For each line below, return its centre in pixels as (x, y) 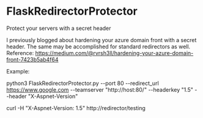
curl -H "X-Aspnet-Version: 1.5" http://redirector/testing (76, 108)
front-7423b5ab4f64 (32, 59)
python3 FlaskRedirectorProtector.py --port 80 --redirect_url (83, 83)
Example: (18, 71)
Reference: (20, 53)
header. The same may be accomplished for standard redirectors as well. (98, 46)
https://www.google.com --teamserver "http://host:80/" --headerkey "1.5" (100, 89)
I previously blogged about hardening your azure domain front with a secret (102, 40)
